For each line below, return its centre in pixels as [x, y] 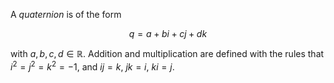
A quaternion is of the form [66, 14]
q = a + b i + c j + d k [168, 33]
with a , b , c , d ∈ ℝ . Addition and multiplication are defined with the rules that [167, 53]
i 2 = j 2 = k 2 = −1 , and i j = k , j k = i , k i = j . [92, 66]
